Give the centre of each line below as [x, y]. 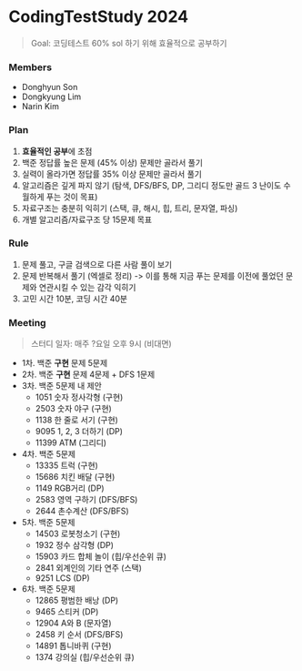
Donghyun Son [50, 87]
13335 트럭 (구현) [67, 465]
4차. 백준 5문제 [49, 454]
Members [30, 67]
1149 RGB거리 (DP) [70, 488]
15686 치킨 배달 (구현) [75, 477]
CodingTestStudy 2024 [99, 17]
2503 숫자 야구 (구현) [74, 409]
